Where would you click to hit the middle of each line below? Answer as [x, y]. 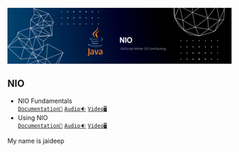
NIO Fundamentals [45, 101]
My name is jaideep [36, 141]
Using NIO [33, 117]
